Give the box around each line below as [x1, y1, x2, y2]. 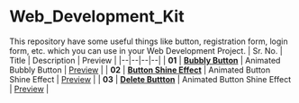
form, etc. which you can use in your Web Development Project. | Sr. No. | [9, 45, 284, 56]
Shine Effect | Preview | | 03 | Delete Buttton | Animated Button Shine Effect [9, 73, 291, 84]
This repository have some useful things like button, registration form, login [9, 36, 288, 47]
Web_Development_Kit [9, 6, 185, 27]
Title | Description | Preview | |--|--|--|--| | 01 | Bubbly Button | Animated [9, 55, 281, 65]
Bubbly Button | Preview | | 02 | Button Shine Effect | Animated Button [9, 64, 271, 75]
